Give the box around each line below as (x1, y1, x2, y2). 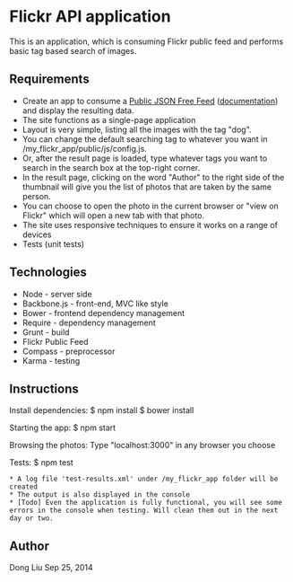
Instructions (9, 381, 79, 396)
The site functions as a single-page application (22, 114, 196, 125)
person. (22, 190, 51, 201)
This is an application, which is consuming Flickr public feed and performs (9, 36, 284, 47)
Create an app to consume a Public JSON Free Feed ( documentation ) (22, 95, 279, 106)
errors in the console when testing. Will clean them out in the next (9, 506, 279, 516)
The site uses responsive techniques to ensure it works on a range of (22, 219, 278, 230)
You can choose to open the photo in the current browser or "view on (22, 200, 280, 211)
